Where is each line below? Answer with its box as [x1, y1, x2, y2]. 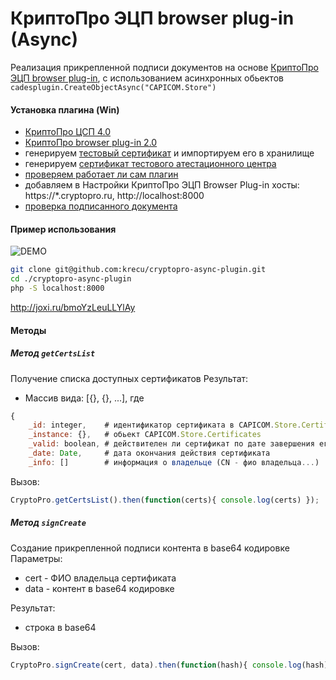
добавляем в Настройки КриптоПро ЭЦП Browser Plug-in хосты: [24, 179, 300, 191]
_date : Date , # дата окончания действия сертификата [28, 448, 271, 459]
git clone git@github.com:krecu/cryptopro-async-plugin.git [10, 265, 267, 275]
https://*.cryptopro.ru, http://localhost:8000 [24, 190, 205, 202]
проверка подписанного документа [24, 200, 178, 212]
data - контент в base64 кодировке [24, 582, 175, 594]
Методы [10, 324, 47, 336]
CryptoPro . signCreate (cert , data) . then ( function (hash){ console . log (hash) [10, 660, 329, 670]
